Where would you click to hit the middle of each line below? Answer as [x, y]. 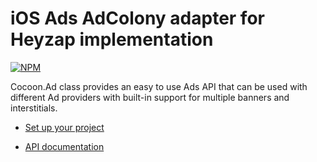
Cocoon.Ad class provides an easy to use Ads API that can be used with [159, 86]
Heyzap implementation [112, 39]
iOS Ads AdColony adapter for [137, 18]
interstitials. [34, 108]
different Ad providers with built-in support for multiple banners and [150, 97]
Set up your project [64, 127]
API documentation [64, 146]
